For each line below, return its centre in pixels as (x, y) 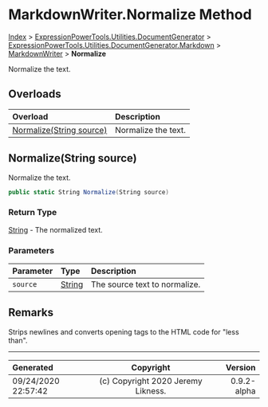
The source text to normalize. (146, 284)
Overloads (35, 94)
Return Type (33, 213)
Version (240, 367)
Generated (33, 367)
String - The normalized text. (56, 229)
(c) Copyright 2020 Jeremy (151, 381)
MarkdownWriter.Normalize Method (130, 15)
